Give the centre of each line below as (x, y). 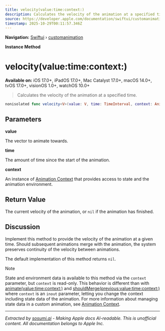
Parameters (23, 119)
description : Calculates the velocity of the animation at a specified (80, 14)
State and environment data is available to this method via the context (76, 278)
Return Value (25, 200)
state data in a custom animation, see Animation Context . (63, 304)
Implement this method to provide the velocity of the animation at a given (79, 239)
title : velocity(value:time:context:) (45, 10)
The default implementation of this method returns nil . (61, 259)
